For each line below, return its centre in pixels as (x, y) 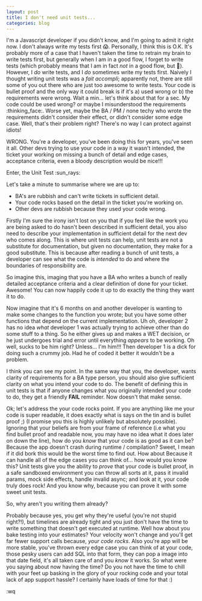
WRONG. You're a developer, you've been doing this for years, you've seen (99, 142)
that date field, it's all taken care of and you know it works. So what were (96, 561)
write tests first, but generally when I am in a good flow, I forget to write (95, 59)
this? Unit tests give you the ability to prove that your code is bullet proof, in (100, 466)
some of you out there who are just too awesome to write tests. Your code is (101, 85)
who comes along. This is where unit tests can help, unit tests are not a (94, 240)
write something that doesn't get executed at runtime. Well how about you (98, 529)
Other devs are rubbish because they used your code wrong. (91, 209)
